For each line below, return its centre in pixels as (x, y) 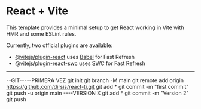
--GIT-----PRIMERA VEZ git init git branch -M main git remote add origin (95, 80)
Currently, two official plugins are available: (60, 45)
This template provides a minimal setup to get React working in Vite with (95, 27)
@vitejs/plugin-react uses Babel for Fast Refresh (75, 57)
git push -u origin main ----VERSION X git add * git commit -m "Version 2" (98, 93)
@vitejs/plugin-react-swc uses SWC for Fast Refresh (80, 63)
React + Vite (37, 11)
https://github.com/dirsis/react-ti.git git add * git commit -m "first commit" (98, 86)
